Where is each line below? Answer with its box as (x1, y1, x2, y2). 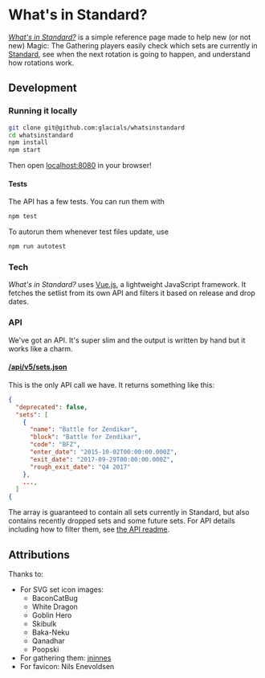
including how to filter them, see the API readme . (8, 524, 170, 534)
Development (8, 81, 78, 95)
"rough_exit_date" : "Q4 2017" (29, 462, 131, 471)
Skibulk (31, 618, 57, 628)
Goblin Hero (31, 610, 72, 620)
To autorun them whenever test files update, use (8, 227, 169, 236)
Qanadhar (31, 635, 66, 645)
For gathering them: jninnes (19, 653, 112, 663)
